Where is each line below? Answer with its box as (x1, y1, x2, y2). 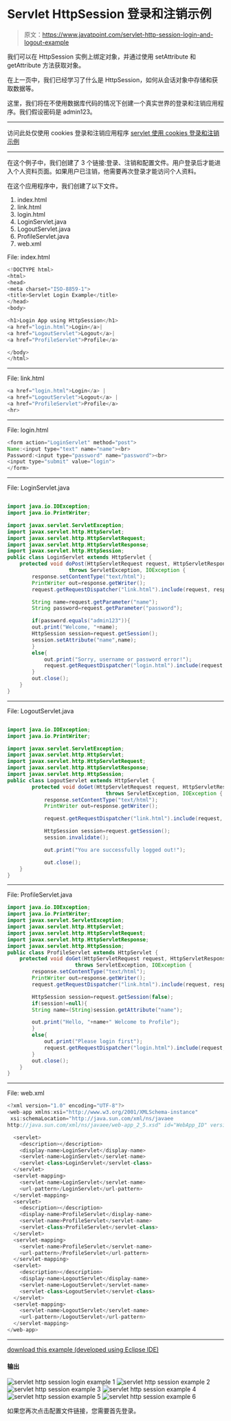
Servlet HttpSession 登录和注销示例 (7, 6, 212, 22)
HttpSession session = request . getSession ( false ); (32, 993, 174, 1000)
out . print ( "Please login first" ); (43, 1038, 143, 1045)
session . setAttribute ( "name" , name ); (32, 636, 137, 644)
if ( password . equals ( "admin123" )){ (32, 617, 131, 624)
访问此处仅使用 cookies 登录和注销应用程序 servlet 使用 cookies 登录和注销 (7, 128, 220, 137)
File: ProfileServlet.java (7, 891, 73, 899)
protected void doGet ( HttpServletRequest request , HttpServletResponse (19, 955, 229, 962)
